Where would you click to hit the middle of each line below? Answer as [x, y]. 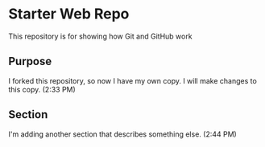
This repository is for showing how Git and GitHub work [100, 36]
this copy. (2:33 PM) [42, 89]
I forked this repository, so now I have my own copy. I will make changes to [133, 80]
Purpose [30, 61]
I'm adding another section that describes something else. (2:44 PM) [123, 134]
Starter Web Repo [69, 14]
